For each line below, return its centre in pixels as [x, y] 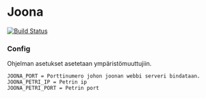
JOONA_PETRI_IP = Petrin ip [47, 82]
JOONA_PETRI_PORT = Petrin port [53, 88]
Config [19, 49]
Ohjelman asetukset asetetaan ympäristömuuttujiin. [79, 64]
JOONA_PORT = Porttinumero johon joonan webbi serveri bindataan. [104, 76]
